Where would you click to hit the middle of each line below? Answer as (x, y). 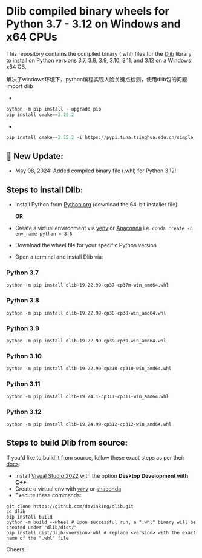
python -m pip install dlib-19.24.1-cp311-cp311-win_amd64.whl (88, 396)
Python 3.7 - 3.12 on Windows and (94, 24)
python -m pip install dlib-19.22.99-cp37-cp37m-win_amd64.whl (88, 285)
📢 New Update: (35, 156)
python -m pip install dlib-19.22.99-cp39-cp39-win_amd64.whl (86, 341)
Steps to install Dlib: (45, 190)
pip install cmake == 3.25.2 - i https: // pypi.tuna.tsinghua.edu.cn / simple (100, 137)
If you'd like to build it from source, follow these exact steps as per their (96, 457)
